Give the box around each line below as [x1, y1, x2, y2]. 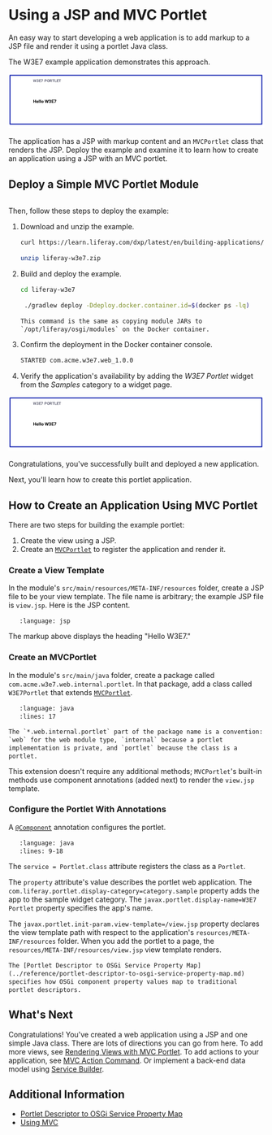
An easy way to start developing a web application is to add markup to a [8, 33, 250, 42]
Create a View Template [8, 564, 105, 576]
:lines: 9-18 [19, 847, 63, 855]
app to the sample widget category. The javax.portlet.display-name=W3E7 [8, 894, 257, 904]
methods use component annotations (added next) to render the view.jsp [8, 775, 255, 785]
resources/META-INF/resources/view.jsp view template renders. [8, 945, 222, 955]
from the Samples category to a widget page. [19, 380, 173, 389]
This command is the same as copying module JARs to [19, 317, 203, 325]
